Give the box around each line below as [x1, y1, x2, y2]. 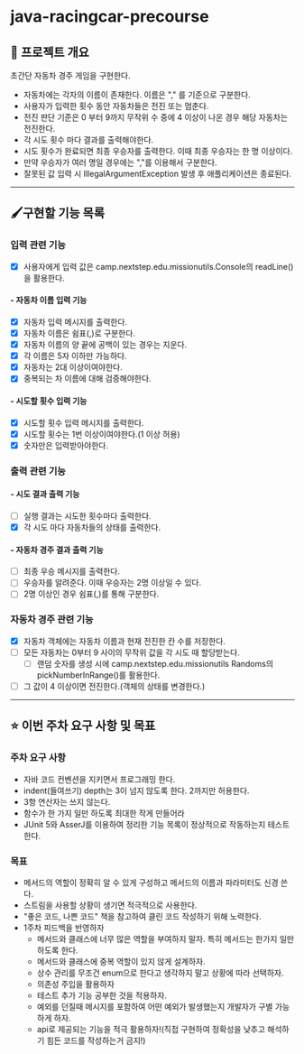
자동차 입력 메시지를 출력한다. [23, 316, 128, 327]
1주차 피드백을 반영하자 [23, 922, 105, 933]
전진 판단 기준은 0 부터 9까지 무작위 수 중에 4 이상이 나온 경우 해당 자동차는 [23, 112, 288, 123]
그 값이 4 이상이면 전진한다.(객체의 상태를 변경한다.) [23, 680, 206, 691]
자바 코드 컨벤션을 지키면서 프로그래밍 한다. [23, 773, 176, 784]
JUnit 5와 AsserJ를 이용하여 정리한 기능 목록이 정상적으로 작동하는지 [23, 818, 266, 829]
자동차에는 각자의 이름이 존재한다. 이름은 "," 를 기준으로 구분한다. [23, 89, 251, 100]
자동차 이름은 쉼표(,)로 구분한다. [23, 328, 136, 339]
